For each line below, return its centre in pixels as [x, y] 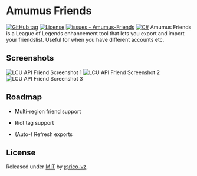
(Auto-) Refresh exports [43, 134]
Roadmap [24, 97]
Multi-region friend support [48, 111]
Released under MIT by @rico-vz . [47, 167]
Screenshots [30, 58]
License [21, 152]
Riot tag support [34, 122]
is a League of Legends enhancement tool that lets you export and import [95, 33]
